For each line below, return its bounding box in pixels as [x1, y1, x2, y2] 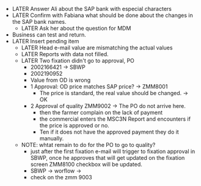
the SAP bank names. [12, 18, 67, 25]
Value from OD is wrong [30, 76, 90, 84]
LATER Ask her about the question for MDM [21, 24, 131, 32]
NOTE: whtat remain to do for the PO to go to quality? [21, 141, 156, 148]
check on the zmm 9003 [30, 174, 93, 181]
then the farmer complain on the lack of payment [39, 109, 163, 116]
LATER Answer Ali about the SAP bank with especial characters [12, 5, 172, 12]
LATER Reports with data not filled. [21, 51, 109, 57]
